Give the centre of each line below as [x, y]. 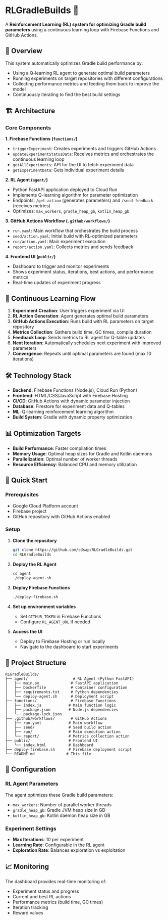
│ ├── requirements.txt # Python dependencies [62, 692]
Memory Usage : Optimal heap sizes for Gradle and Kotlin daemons [82, 453]
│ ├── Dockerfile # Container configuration [66, 688]
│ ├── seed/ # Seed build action [59, 727]
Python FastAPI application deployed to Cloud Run [65, 190]
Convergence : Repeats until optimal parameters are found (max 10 [82, 354]
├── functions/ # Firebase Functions [61, 701]
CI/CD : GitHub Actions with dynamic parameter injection [71, 401]
